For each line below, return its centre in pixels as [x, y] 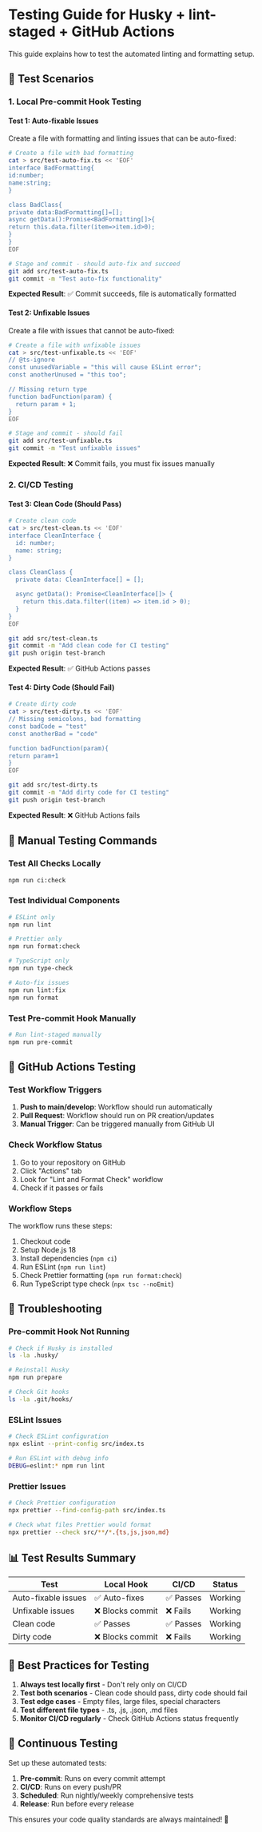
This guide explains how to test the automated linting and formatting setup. [132, 54]
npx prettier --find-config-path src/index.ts [87, 1510]
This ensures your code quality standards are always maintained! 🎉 [119, 1819]
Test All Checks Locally [55, 863]
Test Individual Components [64, 901]
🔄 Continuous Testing [63, 1744]
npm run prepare [35, 1378]
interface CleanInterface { [55, 536]
